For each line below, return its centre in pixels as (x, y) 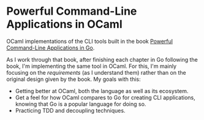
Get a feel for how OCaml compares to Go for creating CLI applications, (105, 97)
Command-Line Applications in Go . (51, 48)
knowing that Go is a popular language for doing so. (81, 104)
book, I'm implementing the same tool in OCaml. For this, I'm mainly (91, 66)
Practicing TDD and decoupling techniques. (70, 110)
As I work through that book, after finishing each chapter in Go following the (102, 59)
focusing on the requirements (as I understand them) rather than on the (96, 72)
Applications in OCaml (64, 24)
